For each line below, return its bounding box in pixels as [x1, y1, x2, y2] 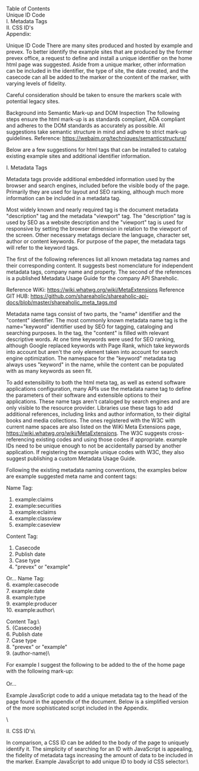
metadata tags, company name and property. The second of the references [6, 268, 192, 275]
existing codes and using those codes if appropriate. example [35, 436, 188, 443]
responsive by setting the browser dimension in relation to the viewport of [6, 225, 188, 232]
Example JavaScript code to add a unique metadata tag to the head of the [6, 692, 188, 699]
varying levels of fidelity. [6, 80, 67, 87]
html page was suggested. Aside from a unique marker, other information [6, 61, 186, 68]
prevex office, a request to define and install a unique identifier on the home [6, 55, 192, 61]
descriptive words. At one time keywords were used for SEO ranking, [6, 336, 176, 343]
